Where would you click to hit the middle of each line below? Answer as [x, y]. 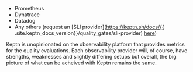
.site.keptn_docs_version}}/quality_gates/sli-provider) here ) [85, 33]
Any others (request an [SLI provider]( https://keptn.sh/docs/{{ [89, 27]
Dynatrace [27, 15]
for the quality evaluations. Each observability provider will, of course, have [97, 51]
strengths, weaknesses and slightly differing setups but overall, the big [91, 57]
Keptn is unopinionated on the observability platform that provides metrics [96, 44]
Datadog [25, 21]
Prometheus [29, 8]
